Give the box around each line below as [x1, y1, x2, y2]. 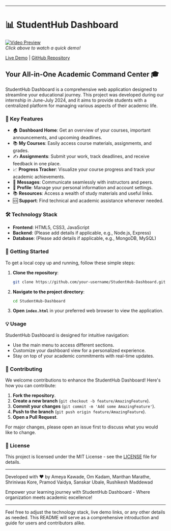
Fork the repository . [12, 392, 56, 398]
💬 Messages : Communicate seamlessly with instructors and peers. [12, 179, 154, 185]
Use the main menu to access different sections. [12, 342, 115, 348]
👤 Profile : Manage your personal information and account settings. [12, 185, 153, 191]
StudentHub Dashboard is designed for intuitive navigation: [5, 332, 129, 338]
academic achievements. [12, 174, 65, 180]
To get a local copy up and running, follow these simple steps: [5, 260, 135, 266]
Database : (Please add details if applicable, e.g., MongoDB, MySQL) [12, 235, 156, 241]
